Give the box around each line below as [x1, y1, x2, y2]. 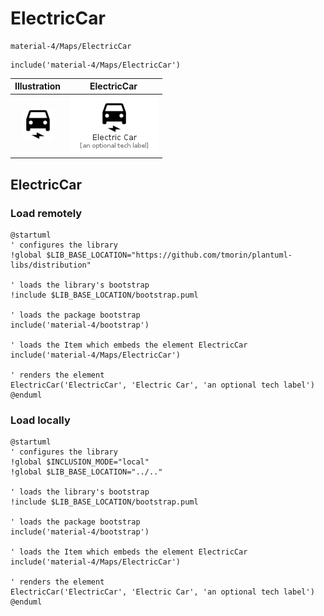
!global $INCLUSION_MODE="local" [10, 457, 150, 467]
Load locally [10, 413, 71, 427]
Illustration [14, 80, 62, 92]
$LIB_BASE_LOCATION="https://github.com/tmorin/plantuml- [46, 250, 293, 260]
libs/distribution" [10, 260, 92, 270]
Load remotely [10, 206, 83, 220]
